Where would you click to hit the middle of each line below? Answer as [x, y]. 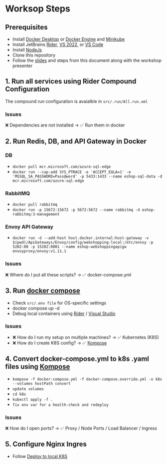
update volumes [28, 389]
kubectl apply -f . [33, 399]
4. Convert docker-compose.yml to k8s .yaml [77, 359]
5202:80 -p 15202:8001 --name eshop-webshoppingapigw [69, 247]
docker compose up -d [36, 308]
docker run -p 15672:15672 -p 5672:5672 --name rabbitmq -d [76, 210]
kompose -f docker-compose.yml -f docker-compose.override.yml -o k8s [87, 379]
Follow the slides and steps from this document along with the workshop [87, 60]
